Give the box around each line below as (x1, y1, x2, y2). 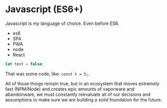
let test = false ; (5, 61, 44, 66)
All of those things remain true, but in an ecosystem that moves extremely (5, 80, 160, 87)
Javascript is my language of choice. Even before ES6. (5, 20, 119, 26)
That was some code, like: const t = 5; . (5, 70, 90, 77)
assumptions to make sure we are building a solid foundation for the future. (5, 96, 162, 102)
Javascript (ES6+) (5, 4, 83, 15)
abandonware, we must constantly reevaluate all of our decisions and (5, 91, 151, 97)
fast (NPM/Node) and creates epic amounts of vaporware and (5, 86, 135, 92)
